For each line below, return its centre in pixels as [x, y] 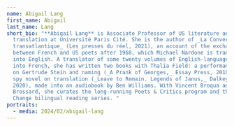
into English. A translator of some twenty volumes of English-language [121, 59]
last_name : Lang [30, 27]
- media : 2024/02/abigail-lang [58, 111]
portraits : [22, 105]
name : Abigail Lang [35, 14]
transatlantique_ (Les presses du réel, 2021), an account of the [111, 46]
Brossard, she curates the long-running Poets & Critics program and [116, 92]
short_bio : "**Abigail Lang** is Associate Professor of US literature [113, 33]
